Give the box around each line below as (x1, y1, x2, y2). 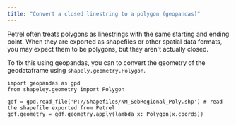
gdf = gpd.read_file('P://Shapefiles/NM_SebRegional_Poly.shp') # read (7, 98, 223, 105)
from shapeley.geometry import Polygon (7, 85, 125, 93)
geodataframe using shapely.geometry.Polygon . (7, 66, 146, 74)
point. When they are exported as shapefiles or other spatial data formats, (7, 37, 223, 46)
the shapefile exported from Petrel (7, 104, 115, 112)
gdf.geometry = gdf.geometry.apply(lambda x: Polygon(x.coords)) (7, 110, 203, 117)
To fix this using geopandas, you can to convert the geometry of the (7, 58, 206, 67)
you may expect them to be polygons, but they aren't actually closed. (7, 44, 209, 53)
